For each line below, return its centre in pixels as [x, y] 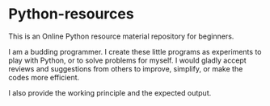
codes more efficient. [44, 77]
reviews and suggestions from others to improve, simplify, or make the [126, 68]
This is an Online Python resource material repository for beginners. [121, 36]
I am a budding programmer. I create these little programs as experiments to [135, 51]
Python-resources [72, 14]
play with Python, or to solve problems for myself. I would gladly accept [127, 60]
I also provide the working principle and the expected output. [110, 92]
